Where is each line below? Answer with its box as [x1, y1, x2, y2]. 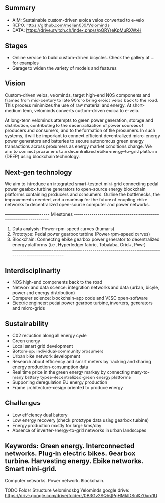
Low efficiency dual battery [12, 412, 68, 418]
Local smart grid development [12, 343, 73, 349]
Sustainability [5, 320, 49, 328]
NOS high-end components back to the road [12, 279, 102, 285]
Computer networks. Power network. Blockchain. [5, 478, 105, 483]
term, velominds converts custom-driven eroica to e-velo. [22, 108, 139, 114]
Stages [5, 42, 27, 50]
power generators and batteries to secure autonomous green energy [5, 138, 144, 144]
